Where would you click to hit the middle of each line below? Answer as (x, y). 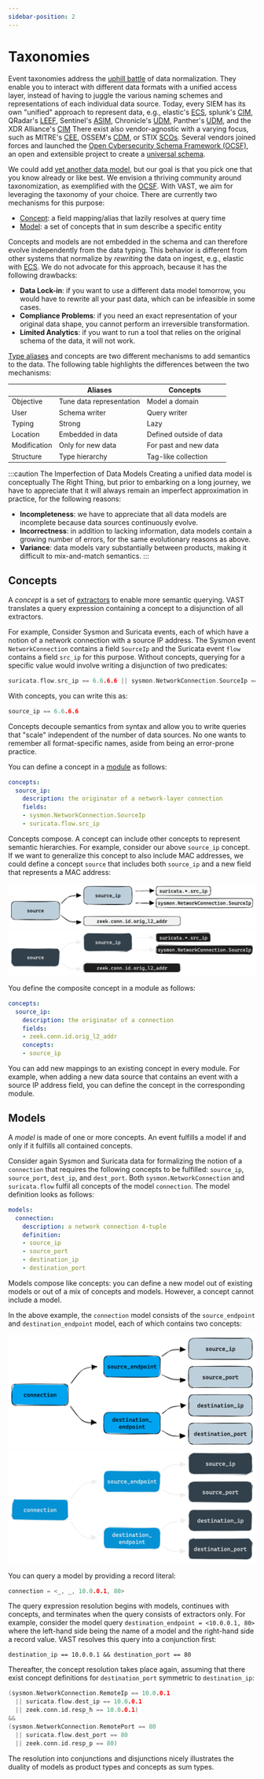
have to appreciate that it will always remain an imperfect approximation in (128, 491)
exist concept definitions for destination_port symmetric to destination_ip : (131, 1678)
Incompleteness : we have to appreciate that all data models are (123, 514)
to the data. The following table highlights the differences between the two (129, 364)
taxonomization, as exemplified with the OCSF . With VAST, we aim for (121, 186)
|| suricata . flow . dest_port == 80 (71, 1735)
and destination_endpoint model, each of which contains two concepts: (125, 1323)
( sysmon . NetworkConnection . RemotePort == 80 (82, 1726)
